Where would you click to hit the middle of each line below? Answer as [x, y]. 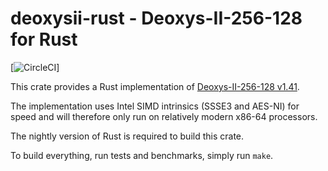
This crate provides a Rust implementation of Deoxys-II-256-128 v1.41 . [155, 86]
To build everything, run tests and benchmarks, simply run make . [142, 155]
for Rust [44, 39]
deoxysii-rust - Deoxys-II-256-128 [156, 18]
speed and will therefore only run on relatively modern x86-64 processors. [164, 116]
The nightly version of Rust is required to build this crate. [127, 136]
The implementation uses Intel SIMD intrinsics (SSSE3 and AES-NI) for [155, 106]
